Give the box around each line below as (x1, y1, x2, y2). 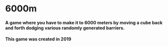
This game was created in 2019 (5, 36, 72, 42)
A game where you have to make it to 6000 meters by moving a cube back (5, 19, 163, 25)
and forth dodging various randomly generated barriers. (5, 25, 125, 31)
